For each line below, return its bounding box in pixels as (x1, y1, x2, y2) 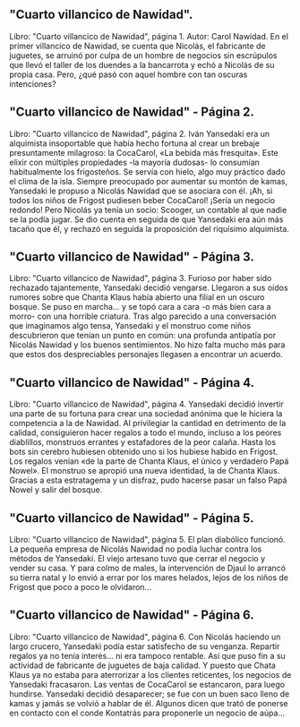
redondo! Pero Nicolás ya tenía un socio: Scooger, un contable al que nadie (9, 204, 287, 215)
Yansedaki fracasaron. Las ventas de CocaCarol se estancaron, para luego (9, 679, 285, 689)
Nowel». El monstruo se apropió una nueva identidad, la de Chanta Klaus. (9, 466, 280, 476)
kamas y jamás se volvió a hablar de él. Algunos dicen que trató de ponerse (9, 697, 288, 708)
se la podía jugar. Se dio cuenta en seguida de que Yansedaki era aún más (9, 214, 284, 225)
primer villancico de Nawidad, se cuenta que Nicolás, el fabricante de (9, 40, 266, 51)
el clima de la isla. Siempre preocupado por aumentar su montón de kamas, (9, 175, 288, 186)
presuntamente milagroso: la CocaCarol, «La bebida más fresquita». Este (9, 147, 279, 158)
